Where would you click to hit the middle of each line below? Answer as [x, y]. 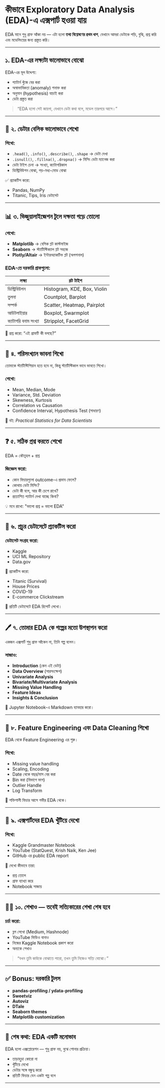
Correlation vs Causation [37, 405]
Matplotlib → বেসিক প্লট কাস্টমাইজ [40, 244]
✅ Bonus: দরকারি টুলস [33, 979]
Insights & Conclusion [35, 698]
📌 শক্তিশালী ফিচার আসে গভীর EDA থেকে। [36, 800]
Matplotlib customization [38, 1017]
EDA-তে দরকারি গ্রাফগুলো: [28, 268]
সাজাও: [11, 655]
